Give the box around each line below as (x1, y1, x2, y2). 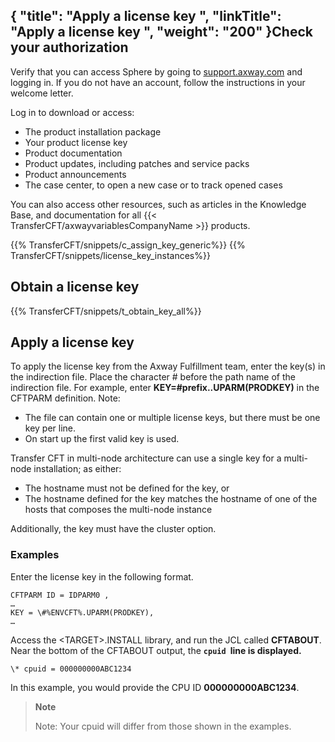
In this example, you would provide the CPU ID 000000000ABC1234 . (10, 681, 300, 693)
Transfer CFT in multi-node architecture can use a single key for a (10, 452, 282, 464)
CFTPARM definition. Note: (10, 392, 121, 404)
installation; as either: (33, 463, 122, 475)
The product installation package (24, 125, 162, 138)
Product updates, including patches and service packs (24, 157, 250, 169)
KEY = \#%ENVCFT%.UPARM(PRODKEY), (10, 607, 155, 618)
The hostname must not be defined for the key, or (24, 482, 230, 494)
